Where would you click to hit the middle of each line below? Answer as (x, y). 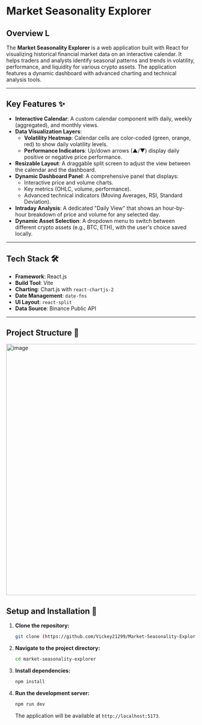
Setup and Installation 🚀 (52, 611)
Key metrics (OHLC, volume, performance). (77, 189)
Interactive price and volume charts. (69, 182)
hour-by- (174, 208)
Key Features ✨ (35, 104)
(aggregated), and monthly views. (57, 125)
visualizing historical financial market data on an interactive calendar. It (94, 54)
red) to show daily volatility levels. (66, 144)
